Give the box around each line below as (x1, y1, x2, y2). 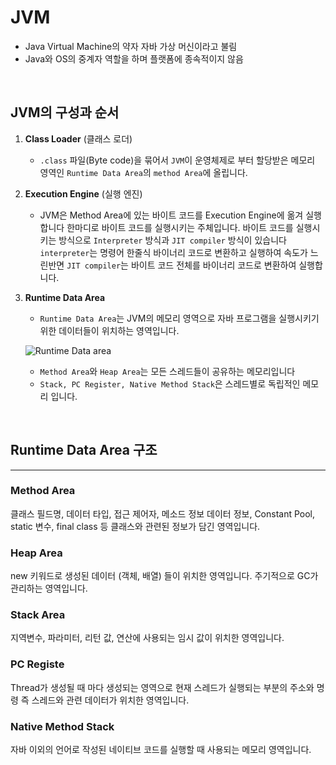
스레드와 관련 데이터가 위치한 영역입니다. (31, 694, 190, 706)
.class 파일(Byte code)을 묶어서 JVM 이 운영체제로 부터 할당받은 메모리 (39, 154, 316, 166)
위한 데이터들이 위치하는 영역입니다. (39, 324, 180, 336)
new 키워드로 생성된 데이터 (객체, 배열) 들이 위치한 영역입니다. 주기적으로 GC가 (10, 570, 319, 582)
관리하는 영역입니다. (10, 582, 88, 595)
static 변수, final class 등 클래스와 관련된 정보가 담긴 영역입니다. (10, 520, 261, 532)
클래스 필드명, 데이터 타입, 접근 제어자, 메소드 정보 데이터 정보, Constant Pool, (10, 507, 316, 520)
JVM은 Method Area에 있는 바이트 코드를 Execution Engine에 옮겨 (39, 209, 304, 221)
